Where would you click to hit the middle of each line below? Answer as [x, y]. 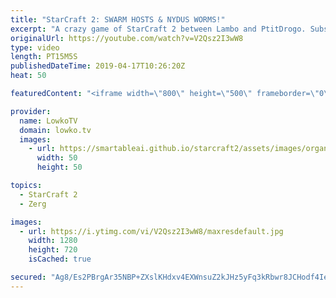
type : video [35, 47]
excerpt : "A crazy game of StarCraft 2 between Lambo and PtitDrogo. [158, 29]
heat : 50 [28, 76]
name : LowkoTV [48, 121]
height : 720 [53, 250]
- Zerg [33, 204]
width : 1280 [53, 241]
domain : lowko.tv [55, 130]
